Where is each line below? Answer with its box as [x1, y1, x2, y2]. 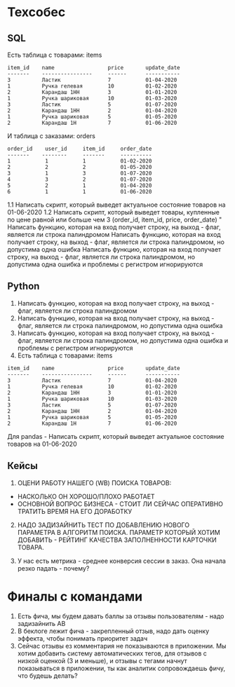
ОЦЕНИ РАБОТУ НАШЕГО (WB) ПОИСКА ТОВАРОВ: [17, 478, 172, 487]
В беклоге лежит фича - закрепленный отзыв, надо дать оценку [17, 627, 210, 635]
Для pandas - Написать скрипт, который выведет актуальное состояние [7, 432, 224, 440]
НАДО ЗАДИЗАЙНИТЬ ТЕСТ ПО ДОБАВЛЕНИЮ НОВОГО [17, 520, 190, 529]
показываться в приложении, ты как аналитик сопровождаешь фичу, [17, 664, 226, 672]
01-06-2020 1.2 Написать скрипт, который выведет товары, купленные [7, 208, 220, 216]
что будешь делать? [17, 671, 79, 680]
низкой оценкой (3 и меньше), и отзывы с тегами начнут [17, 656, 187, 665]
